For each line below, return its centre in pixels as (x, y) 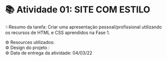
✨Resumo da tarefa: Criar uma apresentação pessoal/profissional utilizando (83, 27)
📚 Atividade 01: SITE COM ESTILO (78, 10)
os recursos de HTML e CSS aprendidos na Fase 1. (58, 32)
